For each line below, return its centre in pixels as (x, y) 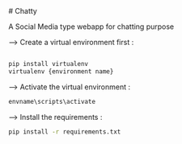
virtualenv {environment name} (61, 71)
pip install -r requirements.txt (65, 132)
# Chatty (23, 11)
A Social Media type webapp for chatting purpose (91, 27)
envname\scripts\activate (52, 101)
